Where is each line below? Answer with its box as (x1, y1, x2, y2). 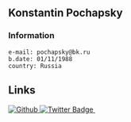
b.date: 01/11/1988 (8, 55, 73, 63)
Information (8, 30, 55, 41)
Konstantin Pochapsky (8, 6, 123, 20)
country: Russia (8, 62, 62, 70)
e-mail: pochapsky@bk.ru (8, 48, 91, 56)
